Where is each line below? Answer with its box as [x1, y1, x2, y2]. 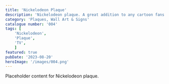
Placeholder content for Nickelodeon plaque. [5, 73, 99, 79]
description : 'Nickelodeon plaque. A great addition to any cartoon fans [5, 12, 165, 17]
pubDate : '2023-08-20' [5, 54, 53, 60]
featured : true [5, 50, 38, 55]
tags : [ [5, 26, 22, 31]
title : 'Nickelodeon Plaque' [5, 7, 67, 13]
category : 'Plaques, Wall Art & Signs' [5, 17, 90, 22]
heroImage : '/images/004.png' [5, 59, 70, 64]
